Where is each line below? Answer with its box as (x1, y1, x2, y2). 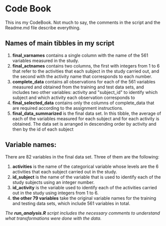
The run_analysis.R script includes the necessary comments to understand (5, 210, 160, 216)
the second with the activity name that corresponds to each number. (12, 73, 153, 79)
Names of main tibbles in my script (5, 39, 115, 48)
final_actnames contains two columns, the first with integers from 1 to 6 (12, 63, 160, 69)
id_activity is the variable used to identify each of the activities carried (12, 184, 157, 190)
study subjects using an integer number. (12, 179, 95, 185)
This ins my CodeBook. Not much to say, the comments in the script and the (5, 19, 161, 25)
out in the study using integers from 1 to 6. (12, 190, 99, 196)
